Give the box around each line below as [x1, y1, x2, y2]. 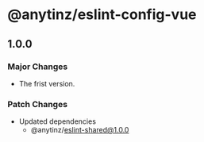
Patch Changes [7, 98, 68, 109]
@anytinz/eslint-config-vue [7, 6, 197, 24]
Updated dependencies [18, 117, 97, 126]
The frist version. [18, 79, 75, 88]
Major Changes [7, 61, 68, 72]
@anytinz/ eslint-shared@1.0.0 [30, 125, 129, 135]
